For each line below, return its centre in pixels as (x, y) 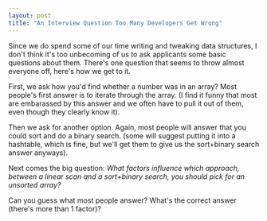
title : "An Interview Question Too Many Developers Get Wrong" (116, 23)
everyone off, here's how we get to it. (70, 71)
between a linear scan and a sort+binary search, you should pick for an (127, 176)
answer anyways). (38, 153)
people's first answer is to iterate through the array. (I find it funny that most (133, 95)
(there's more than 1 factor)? (55, 208)
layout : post (30, 16)
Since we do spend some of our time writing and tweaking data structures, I (133, 45)
